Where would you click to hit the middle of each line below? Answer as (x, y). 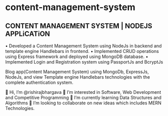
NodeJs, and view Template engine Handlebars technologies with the (78, 77)
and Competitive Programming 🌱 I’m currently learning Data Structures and (83, 98)
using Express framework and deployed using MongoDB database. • (77, 56)
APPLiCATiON (28, 34)
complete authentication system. (39, 82)
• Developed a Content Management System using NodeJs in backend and (83, 46)
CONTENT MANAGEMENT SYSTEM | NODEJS (79, 26)
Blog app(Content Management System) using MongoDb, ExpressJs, (77, 72)
